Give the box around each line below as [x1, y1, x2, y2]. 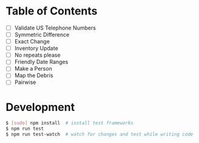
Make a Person [14, 65, 52, 72]
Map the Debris [14, 72, 53, 79]
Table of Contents [5, 4, 98, 18]
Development [5, 100, 75, 114]
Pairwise [14, 78, 36, 86]
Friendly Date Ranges [14, 59, 69, 66]
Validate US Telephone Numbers [14, 24, 96, 31]
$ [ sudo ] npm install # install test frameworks [5, 120, 134, 126]
